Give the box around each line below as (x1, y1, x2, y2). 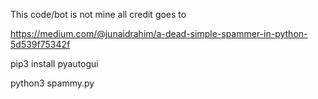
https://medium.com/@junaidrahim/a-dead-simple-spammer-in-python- (10, 28, 308, 39)
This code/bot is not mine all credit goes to (10, 9, 187, 20)
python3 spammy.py (10, 77, 95, 89)
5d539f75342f (10, 39, 71, 50)
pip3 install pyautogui (10, 58, 99, 69)
